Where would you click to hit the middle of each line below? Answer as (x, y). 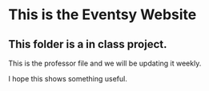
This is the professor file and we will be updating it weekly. (105, 63)
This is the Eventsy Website (102, 15)
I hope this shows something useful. (68, 79)
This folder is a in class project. (88, 44)
